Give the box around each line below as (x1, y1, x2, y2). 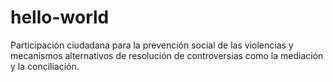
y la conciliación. (10, 60, 80, 72)
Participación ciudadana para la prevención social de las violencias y (10, 39, 294, 51)
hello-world (10, 6, 110, 29)
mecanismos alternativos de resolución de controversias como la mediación (10, 49, 324, 61)
